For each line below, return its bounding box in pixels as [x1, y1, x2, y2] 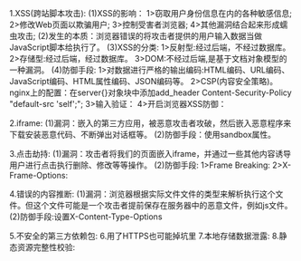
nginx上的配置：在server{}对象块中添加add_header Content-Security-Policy [9, 87, 292, 98]
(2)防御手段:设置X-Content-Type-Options [9, 211, 163, 222]
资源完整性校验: [16, 242, 76, 252]
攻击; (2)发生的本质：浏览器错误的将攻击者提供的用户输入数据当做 [16, 31, 262, 41]
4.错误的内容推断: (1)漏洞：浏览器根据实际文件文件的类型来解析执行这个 [9, 188, 276, 199]
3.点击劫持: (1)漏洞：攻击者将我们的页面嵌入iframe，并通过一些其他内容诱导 [9, 149, 292, 159]
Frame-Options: [9, 170, 69, 180]
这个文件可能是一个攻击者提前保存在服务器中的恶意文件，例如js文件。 [33, 200, 293, 210]
